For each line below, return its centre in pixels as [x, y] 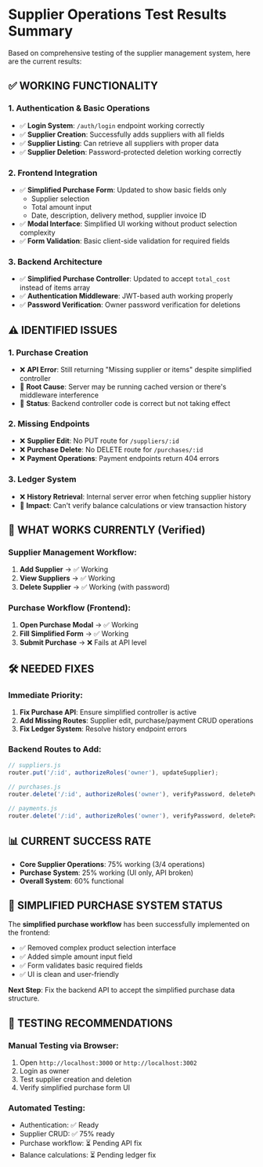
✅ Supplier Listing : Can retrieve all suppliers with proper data [119, 143]
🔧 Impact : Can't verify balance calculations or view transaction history [133, 505]
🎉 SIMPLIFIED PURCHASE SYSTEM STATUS [115, 905]
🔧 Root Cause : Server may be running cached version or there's [123, 386]
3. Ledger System [42, 479]
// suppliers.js [34, 766]
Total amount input [61, 207]
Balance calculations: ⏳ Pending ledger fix [88, 1155]
